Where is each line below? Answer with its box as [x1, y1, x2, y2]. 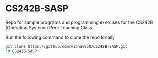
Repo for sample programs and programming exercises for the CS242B [5, 19, 153, 25]
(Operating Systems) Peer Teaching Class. [5, 24, 94, 30]
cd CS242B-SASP [5, 48, 37, 54]
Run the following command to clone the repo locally [5, 34, 115, 40]
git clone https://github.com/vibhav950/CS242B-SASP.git [5, 44, 128, 49]
